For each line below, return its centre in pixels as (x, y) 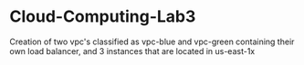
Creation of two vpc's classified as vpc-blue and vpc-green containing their (152, 42)
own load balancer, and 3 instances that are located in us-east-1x (132, 51)
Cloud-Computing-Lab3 (103, 17)
